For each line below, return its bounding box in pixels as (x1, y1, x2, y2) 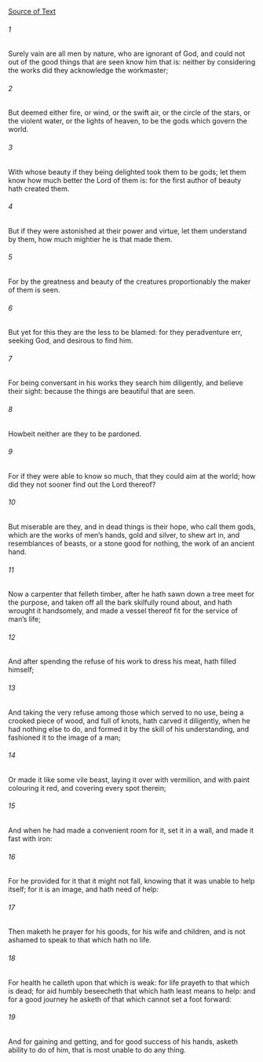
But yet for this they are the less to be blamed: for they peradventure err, (8, 328, 243, 337)
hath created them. (8, 184, 70, 193)
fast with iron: (8, 834, 53, 843)
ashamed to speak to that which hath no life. (8, 935, 152, 945)
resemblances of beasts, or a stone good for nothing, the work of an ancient (8, 538, 255, 549)
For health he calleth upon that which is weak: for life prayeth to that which (8, 978, 250, 987)
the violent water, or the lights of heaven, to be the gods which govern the (8, 116, 247, 126)
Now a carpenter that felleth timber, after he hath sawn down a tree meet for (8, 590, 255, 599)
